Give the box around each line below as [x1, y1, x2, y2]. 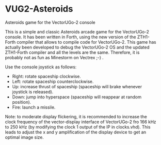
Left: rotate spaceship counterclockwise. [12, 79, 94, 84]
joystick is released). [12, 89, 53, 95]
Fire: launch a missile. [12, 104, 56, 110]
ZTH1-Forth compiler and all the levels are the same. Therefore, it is [5, 49, 140, 55]
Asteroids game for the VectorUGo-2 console [5, 19, 96, 25]
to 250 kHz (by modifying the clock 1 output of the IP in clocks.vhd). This [5, 124, 151, 129]
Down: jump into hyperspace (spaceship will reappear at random [12, 94, 142, 100]
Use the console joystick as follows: [5, 64, 77, 70]
